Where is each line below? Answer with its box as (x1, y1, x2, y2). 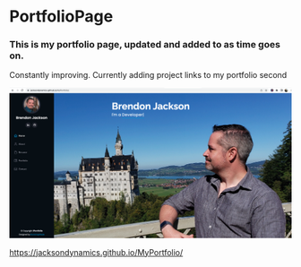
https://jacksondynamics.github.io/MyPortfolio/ (9, 246, 184, 257)
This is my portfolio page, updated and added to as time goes (9, 39, 280, 51)
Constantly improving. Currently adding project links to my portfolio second (9, 70, 288, 81)
